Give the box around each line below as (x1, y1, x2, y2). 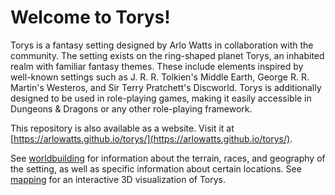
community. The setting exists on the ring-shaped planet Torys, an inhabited (10, 49, 325, 61)
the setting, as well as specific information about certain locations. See (10, 162, 302, 175)
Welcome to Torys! (10, 6, 171, 29)
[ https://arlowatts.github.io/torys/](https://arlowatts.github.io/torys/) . (10, 132, 293, 145)
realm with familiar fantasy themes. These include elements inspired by (10, 60, 304, 72)
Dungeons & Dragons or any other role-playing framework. (10, 102, 253, 115)
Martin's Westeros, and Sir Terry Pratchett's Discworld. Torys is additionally (10, 81, 322, 93)
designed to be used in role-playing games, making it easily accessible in (10, 92, 312, 104)
